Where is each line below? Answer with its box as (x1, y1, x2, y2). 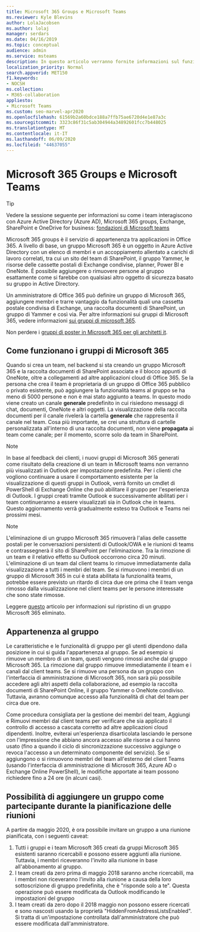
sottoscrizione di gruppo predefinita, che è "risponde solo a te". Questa (14, 882, 190, 889)
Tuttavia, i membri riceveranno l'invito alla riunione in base (14, 857, 158, 863)
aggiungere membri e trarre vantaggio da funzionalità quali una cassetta (6, 298, 183, 305)
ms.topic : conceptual (6, 42, 60, 48)
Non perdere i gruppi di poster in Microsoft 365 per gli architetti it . (6, 329, 168, 336)
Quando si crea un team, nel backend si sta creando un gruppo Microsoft (6, 361, 186, 369)
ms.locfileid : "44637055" (6, 141, 70, 148)
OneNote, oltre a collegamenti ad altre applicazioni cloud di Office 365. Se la (6, 374, 194, 382)
